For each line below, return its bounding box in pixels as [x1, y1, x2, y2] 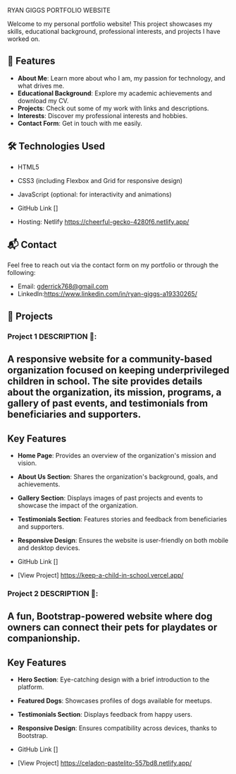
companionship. [7, 633, 81, 645]
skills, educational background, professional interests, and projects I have [7, 28, 221, 35]
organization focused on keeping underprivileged [7, 364, 230, 377]
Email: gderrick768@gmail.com [17, 282, 109, 291]
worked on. [7, 35, 40, 43]
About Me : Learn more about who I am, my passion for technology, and [17, 74, 225, 82]
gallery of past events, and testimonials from [7, 397, 209, 409]
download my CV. [17, 96, 69, 105]
